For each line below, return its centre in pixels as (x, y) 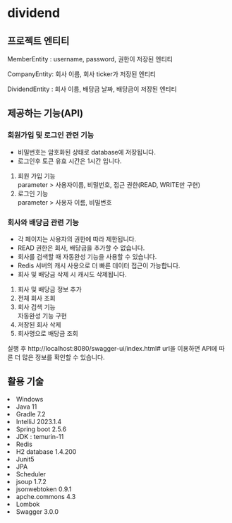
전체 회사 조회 (36, 298)
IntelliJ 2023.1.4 (39, 421)
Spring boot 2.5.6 (42, 429)
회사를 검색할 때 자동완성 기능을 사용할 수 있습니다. (87, 256)
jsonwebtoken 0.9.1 (44, 489)
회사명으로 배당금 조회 (48, 333)
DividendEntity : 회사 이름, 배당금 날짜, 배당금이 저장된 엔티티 (92, 89)
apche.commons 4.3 (46, 496)
